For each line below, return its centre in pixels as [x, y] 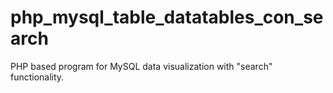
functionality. [37, 77]
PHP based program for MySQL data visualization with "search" [141, 66]
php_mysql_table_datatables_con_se [167, 17]
